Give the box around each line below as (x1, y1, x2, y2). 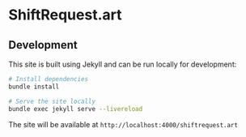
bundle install (8, 83, 60, 91)
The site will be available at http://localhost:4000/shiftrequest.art (8, 119, 239, 129)
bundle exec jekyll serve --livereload (8, 105, 143, 113)
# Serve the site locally (8, 97, 95, 105)
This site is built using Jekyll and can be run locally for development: (8, 59, 237, 69)
